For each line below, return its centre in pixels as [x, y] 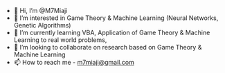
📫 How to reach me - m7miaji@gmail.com [74, 62]
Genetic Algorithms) [42, 25]
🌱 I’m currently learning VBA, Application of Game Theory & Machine [112, 32]
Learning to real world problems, [60, 40]
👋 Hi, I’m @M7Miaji [40, 11]
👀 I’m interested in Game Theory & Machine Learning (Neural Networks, [116, 18]
